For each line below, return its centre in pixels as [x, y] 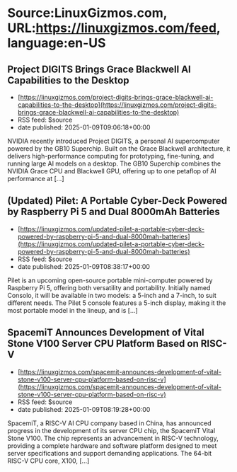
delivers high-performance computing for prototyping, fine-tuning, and [111, 156]
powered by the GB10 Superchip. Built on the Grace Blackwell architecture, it [119, 149]
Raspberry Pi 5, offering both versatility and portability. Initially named [109, 287]
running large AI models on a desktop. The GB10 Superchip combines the [114, 163]
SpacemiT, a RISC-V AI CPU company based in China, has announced [109, 423]
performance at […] [36, 179]
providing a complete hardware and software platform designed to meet [112, 445]
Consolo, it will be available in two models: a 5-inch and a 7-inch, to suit [112, 295]
